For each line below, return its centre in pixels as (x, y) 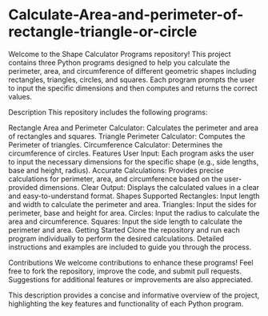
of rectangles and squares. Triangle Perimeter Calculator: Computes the (127, 136)
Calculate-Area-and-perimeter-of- (126, 15)
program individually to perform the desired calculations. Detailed (116, 238)
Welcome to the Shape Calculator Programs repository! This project (120, 54)
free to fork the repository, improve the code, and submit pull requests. (125, 271)
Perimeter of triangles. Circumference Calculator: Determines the (116, 144)
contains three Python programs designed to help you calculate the (119, 63)
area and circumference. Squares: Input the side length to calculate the (125, 221)
